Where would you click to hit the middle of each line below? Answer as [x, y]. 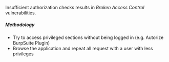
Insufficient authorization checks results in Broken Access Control [75, 7]
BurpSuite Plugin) [31, 43]
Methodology [20, 25]
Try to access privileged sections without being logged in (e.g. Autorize [88, 37]
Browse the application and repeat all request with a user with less [83, 48]
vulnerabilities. [21, 13]
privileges [23, 54]
